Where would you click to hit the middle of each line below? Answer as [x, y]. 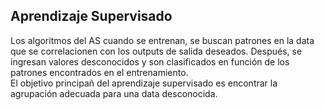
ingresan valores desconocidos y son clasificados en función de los [150, 61]
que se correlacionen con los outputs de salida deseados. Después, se [156, 51]
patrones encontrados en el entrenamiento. [99, 72]
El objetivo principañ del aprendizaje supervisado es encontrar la [144, 83]
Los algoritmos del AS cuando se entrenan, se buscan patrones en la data [162, 40]
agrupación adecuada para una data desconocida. [114, 93]
